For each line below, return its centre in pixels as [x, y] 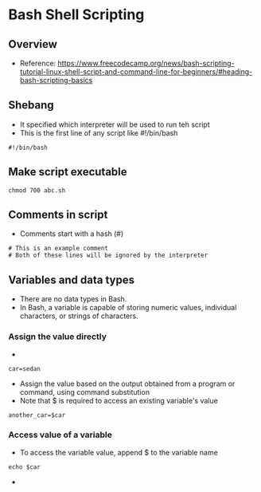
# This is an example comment [58, 249]
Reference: [38, 63]
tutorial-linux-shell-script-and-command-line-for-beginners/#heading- [136, 72]
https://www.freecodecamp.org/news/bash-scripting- [146, 63]
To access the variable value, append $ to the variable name [119, 452]
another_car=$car [37, 415]
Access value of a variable [60, 435]
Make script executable [68, 172]
